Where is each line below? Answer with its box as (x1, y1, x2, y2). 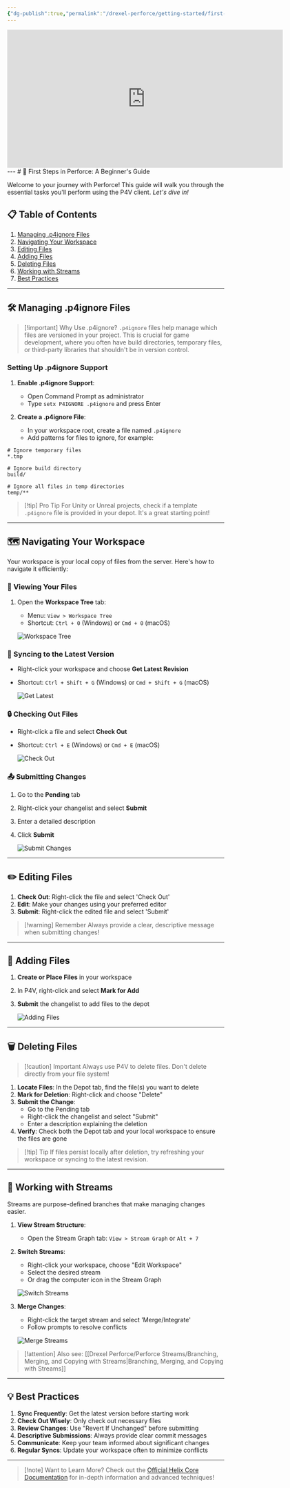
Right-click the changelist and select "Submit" (27, 1112, 158, 1121)
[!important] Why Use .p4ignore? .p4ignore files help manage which (23, 324, 218, 332)
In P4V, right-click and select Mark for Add (17, 987, 140, 995)
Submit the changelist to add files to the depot (17, 1000, 150, 1008)
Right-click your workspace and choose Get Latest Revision (17, 664, 189, 673)
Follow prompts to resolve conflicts (27, 1323, 127, 1331)
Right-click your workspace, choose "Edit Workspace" (27, 1261, 183, 1269)
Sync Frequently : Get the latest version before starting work (17, 1409, 189, 1418)
